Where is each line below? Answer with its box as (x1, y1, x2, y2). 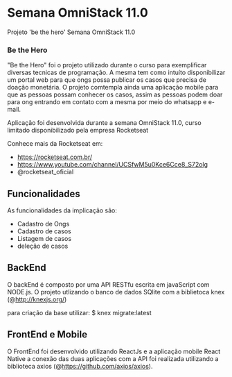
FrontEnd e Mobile (7, 328, 88, 341)
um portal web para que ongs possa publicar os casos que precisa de (7, 76, 206, 84)
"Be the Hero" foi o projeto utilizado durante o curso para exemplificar (7, 61, 207, 69)
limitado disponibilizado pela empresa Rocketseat (7, 126, 149, 135)
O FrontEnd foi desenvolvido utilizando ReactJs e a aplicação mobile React (7, 347, 221, 355)
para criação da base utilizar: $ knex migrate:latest (7, 308, 152, 317)
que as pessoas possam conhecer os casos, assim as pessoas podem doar (7, 90, 223, 99)
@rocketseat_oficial (17, 168, 74, 176)
